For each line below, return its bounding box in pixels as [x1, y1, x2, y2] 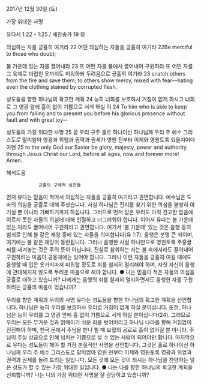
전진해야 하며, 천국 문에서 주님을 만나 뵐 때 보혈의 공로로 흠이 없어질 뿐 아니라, [6, 326, 188, 333]
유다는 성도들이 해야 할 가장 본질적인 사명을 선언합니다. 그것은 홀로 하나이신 [12, 341, 189, 348]
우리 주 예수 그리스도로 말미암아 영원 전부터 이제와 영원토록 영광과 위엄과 [22, 349, 192, 356]
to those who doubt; [6, 50, 56, 57]
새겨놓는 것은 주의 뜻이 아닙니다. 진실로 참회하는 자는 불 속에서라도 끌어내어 [17, 246, 194, 253]
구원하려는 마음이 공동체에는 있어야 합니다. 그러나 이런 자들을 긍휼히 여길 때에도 [6, 254, 192, 260]
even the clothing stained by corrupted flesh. [6, 83, 118, 90]
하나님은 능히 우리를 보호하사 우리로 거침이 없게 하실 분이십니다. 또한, [19, 304, 181, 311]
